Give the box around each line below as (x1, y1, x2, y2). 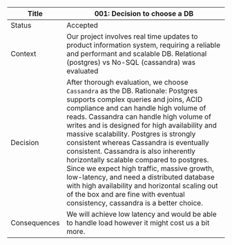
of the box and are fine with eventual (66, 190, 185, 199)
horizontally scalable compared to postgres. (66, 155, 209, 164)
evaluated (66, 66, 99, 75)
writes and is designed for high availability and (66, 121, 217, 130)
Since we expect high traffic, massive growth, (66, 164, 214, 173)
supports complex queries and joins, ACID (66, 95, 203, 104)
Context (10, 49, 37, 58)
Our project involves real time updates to (66, 32, 198, 41)
